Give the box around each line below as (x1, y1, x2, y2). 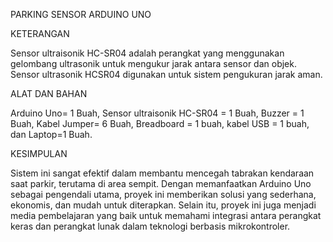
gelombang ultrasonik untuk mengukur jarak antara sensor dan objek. (10, 58, 297, 69)
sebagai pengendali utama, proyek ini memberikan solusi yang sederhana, (10, 189, 317, 200)
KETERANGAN (10, 28, 70, 39)
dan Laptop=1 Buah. (10, 129, 93, 140)
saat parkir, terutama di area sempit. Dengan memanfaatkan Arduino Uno (10, 178, 312, 189)
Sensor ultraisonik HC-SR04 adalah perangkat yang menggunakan (10, 47, 285, 59)
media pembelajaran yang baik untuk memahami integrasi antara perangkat (10, 210, 322, 221)
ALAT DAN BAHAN (10, 88, 88, 99)
